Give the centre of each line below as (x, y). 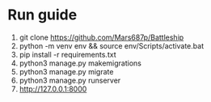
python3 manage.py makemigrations (80, 63)
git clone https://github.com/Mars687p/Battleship (101, 37)
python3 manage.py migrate (66, 71)
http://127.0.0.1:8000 (53, 89)
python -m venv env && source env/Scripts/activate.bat (111, 45)
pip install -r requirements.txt (68, 54)
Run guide (42, 15)
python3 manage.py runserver (70, 80)
